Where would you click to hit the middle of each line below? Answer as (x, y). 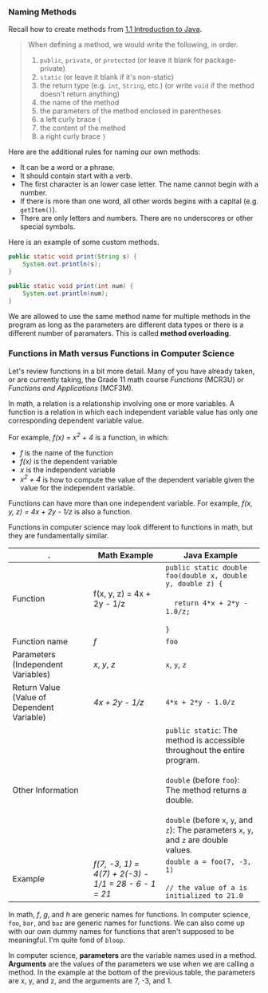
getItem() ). (38, 210)
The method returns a (206, 790)
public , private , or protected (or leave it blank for (121, 60)
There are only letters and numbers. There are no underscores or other (136, 219)
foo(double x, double (207, 576)
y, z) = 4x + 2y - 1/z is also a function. (71, 512)
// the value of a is (207, 888)
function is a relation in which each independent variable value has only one (133, 412)
